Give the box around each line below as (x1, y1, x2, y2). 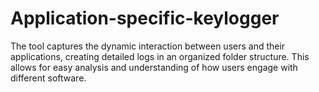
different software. (10, 72, 87, 84)
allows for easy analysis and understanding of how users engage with (10, 61, 298, 73)
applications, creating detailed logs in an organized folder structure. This (10, 50, 310, 62)
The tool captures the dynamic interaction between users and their (10, 40, 286, 52)
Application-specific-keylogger (10, 7, 280, 30)
